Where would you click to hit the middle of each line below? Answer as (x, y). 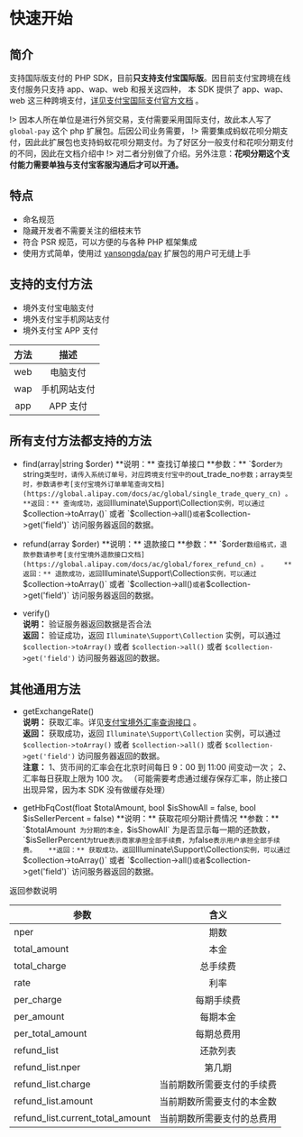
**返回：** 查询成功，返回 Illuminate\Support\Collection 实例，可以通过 (143, 503)
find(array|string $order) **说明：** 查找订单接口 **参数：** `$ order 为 (152, 464)
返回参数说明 (33, 891)
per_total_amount (50, 1033)
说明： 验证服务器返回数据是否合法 (87, 624)
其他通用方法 (45, 689)
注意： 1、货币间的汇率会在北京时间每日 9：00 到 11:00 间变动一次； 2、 (156, 767)
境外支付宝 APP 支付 (60, 330)
